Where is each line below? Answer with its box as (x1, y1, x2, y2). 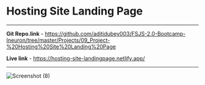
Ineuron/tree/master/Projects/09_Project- (6, 36, 110, 44)
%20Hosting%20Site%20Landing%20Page (6, 42, 116, 50)
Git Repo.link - (6, 30, 44, 37)
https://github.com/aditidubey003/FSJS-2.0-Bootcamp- (45, 30, 186, 37)
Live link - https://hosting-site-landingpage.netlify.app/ (6, 55, 145, 62)
